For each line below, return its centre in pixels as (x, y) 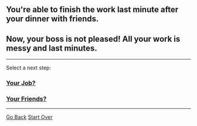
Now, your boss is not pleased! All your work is (93, 39)
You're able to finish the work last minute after (92, 10)
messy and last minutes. (52, 48)
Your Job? (21, 83)
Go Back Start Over (29, 117)
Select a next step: (29, 68)
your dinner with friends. (52, 19)
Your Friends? (26, 99)
